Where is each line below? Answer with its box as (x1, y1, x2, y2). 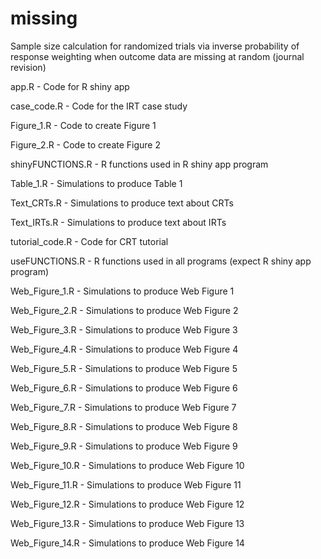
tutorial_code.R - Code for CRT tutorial (10, 235, 169, 247)
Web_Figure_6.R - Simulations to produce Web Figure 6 (10, 382, 238, 394)
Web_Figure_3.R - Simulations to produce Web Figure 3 (10, 323, 238, 336)
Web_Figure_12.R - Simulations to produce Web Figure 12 (10, 498, 245, 510)
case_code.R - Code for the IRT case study (10, 100, 188, 112)
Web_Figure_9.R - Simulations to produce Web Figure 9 (10, 440, 238, 452)
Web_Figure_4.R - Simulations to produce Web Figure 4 (10, 343, 239, 355)
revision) (10, 61, 47, 73)
